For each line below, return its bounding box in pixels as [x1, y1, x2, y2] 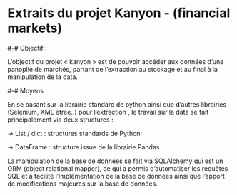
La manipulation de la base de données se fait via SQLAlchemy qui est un [7, 157, 223, 165]
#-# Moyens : [7, 86, 48, 95]
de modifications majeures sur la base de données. [7, 179, 158, 188]
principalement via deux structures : [7, 115, 114, 124]
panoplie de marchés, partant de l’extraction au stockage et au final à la [7, 65, 218, 73]
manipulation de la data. [7, 73, 79, 81]
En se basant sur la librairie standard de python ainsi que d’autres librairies [7, 100, 227, 108]
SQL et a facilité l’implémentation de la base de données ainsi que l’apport [7, 172, 225, 180]
